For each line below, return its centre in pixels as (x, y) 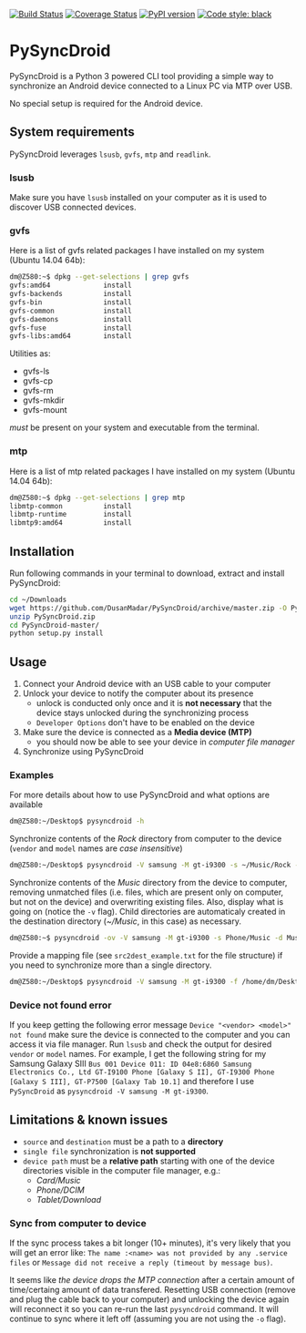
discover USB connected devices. (73, 207)
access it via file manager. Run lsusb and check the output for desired (141, 1044)
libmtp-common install (71, 506)
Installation (42, 551)
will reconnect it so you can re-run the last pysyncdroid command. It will (144, 1309)
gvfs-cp (37, 381)
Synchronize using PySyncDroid (83, 752)
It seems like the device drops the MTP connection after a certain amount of (152, 1280)
